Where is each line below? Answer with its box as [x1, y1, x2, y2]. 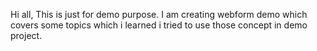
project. [10, 30, 43, 41]
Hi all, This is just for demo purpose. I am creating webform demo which [10, 9, 308, 20]
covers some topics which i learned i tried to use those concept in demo [10, 19, 308, 31]
